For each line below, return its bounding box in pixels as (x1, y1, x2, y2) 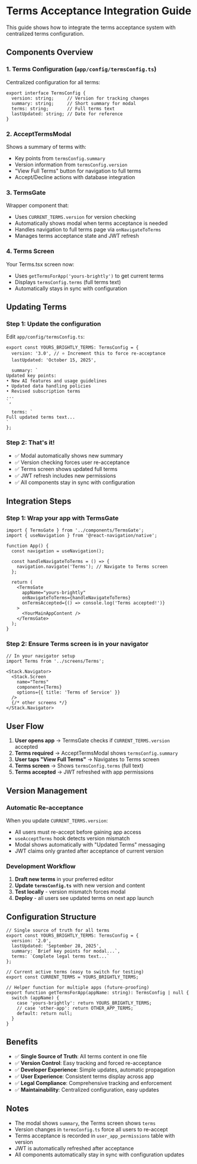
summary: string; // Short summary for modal (11, 100, 136, 106)
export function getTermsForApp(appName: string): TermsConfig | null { (6, 990, 189, 996)
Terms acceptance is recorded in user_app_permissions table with (14, 1132, 176, 1139)
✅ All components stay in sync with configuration (14, 479, 135, 486)
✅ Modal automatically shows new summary (14, 452, 123, 459)
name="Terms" (17, 679, 49, 685)
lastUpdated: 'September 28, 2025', (11, 943, 102, 949)
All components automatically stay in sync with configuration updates (14, 1151, 185, 1158)
